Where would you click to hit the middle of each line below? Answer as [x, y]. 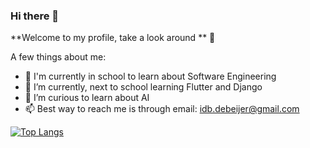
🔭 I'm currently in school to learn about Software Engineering [150, 76]
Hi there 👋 [35, 16]
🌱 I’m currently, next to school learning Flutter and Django [143, 87]
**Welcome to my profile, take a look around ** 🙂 [113, 38]
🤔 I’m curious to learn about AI [87, 98]
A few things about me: [58, 57]
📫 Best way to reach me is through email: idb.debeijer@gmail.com [162, 109]
